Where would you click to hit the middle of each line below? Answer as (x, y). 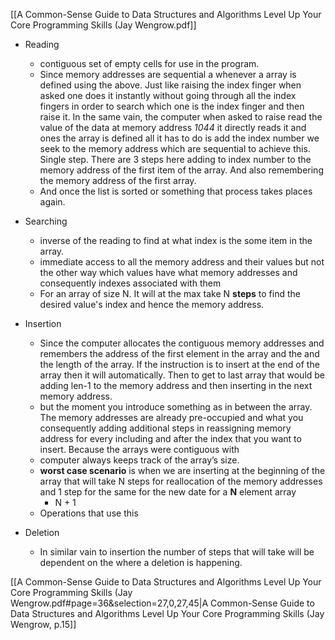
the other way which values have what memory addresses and (168, 272)
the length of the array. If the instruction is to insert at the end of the (179, 364)
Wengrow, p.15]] (43, 624)
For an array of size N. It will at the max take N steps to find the (170, 293)
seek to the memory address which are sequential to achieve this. (175, 148)
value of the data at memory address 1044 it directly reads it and (173, 127)
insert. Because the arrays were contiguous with (139, 449)
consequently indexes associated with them (130, 283)
